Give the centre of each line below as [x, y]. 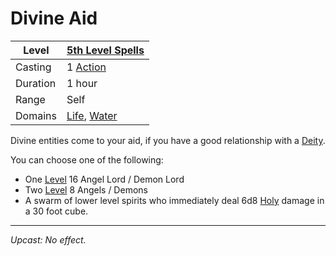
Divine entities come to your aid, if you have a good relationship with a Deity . [168, 140]
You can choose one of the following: [87, 159]
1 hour [82, 83]
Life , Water [92, 115]
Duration [36, 83]
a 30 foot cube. [56, 211]
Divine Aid [54, 18]
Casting [33, 67]
